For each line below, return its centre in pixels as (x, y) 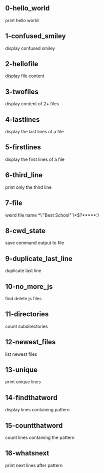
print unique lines (23, 382)
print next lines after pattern (34, 465)
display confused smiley (30, 48)
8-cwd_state (25, 231)
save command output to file (34, 243)
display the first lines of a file (35, 159)
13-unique (21, 370)
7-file (14, 203)
